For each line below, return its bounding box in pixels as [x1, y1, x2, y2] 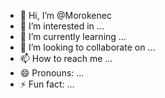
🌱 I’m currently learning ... [19, 31, 127, 42]
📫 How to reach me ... [19, 53, 113, 64]
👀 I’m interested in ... [19, 20, 105, 32]
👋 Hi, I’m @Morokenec [19, 10, 112, 21]
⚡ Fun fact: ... [19, 78, 75, 90]
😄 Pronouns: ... [19, 67, 85, 79]
